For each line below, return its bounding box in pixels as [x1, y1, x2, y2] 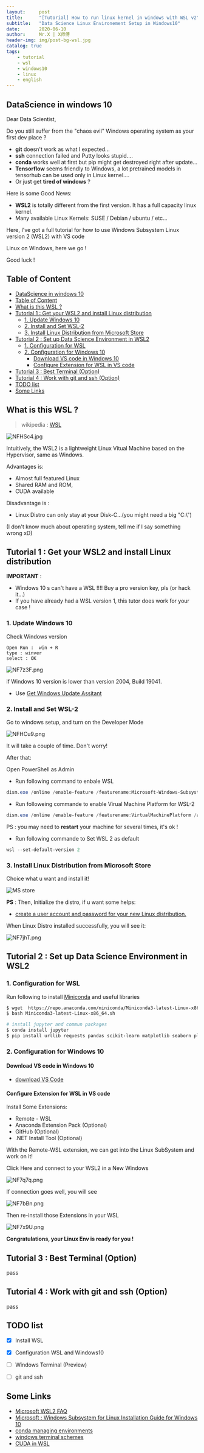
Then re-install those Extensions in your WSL [6, 1212, 120, 1219]
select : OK [6, 655, 36, 661]
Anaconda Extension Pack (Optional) [15, 1121, 107, 1129]
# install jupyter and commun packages [6, 1021, 107, 1028]
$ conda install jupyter [6, 1027, 69, 1034]
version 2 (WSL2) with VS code [6, 233, 85, 240]
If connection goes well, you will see [6, 1188, 97, 1196]
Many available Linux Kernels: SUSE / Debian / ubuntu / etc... [15, 214, 168, 222]
